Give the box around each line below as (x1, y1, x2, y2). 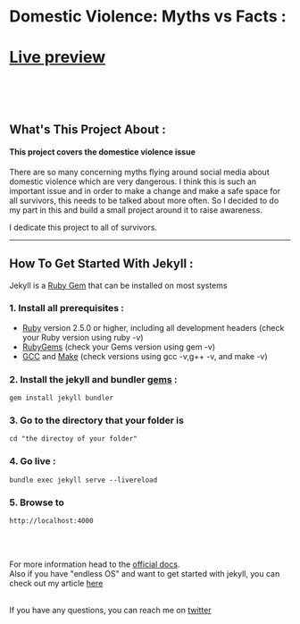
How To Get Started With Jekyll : (9, 257, 194, 272)
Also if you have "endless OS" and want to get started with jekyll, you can (9, 569, 280, 579)
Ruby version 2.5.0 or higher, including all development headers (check (21, 322, 285, 333)
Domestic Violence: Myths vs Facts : (9, 6, 287, 27)
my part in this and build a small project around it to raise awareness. (9, 204, 263, 215)
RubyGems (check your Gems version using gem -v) (21, 342, 216, 352)
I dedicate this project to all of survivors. (9, 222, 158, 232)
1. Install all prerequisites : (9, 302, 125, 315)
